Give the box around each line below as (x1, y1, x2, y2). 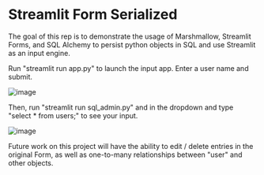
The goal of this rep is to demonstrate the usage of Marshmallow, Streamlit (8, 32, 251, 41)
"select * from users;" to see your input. (8, 110, 138, 120)
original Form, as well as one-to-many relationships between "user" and (8, 150, 243, 159)
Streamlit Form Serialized (8, 6, 178, 24)
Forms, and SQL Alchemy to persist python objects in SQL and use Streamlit (8, 39, 256, 49)
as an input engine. (8, 48, 71, 58)
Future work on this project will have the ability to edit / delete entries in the (8, 141, 254, 151)
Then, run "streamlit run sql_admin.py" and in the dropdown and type (8, 102, 234, 112)
